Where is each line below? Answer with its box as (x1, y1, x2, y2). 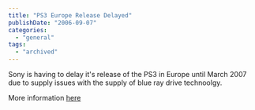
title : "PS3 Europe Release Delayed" (8, 11, 133, 20)
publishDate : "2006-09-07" (8, 19, 97, 27)
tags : (8, 41, 26, 49)
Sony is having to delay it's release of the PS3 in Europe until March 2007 (8, 70, 247, 79)
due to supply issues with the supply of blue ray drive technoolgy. (8, 78, 223, 87)
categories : (8, 26, 47, 34)
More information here (8, 93, 81, 102)
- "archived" (15, 48, 58, 56)
